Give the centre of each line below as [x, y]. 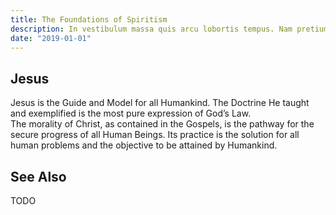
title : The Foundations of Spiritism [89, 19]
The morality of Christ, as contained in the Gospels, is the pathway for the [162, 124]
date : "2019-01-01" [51, 38]
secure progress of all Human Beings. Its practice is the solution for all [155, 135]
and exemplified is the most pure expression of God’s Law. [131, 113]
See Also [38, 176]
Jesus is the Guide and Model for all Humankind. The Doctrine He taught [160, 103]
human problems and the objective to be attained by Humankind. [144, 145]
